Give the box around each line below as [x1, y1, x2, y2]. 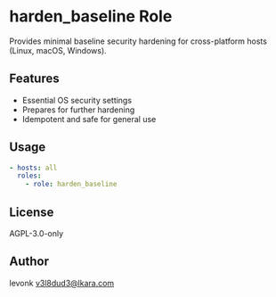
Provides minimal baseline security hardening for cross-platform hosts [9, 36, 267, 46]
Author [9, 254, 49, 269]
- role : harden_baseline [25, 180, 118, 189]
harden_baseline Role [9, 6, 173, 27]
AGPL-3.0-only [9, 228, 64, 238]
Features [9, 71, 60, 87]
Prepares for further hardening [21, 104, 135, 115]
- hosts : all [9, 163, 58, 172]
